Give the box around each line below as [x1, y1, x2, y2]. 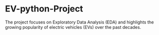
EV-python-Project [5, 3, 84, 14]
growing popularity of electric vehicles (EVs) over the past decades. [5, 24, 141, 30]
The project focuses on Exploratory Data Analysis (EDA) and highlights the [5, 19, 154, 25]
